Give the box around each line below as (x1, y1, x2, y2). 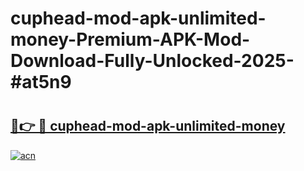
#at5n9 (10, 71, 72, 94)
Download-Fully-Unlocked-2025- (10, 50, 295, 72)
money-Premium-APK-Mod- (10, 28, 251, 51)
